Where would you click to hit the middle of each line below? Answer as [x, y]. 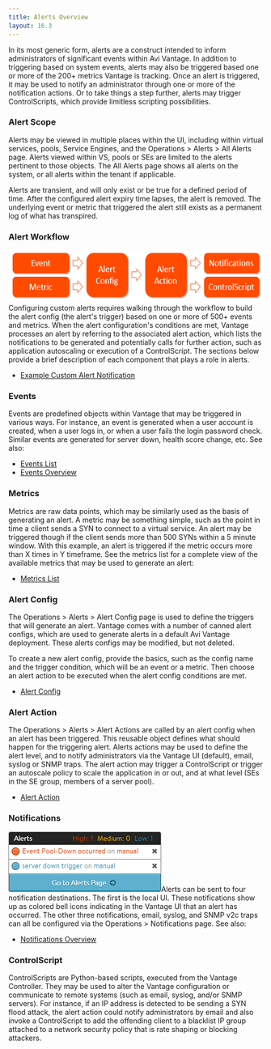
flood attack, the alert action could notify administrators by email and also [131, 1012]
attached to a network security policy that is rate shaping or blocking [123, 1029]
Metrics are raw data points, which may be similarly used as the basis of [129, 511]
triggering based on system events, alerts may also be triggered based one [133, 67]
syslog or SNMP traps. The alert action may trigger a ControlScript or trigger [135, 764]
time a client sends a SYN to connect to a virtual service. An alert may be [130, 528]
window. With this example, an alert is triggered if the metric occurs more [131, 546]
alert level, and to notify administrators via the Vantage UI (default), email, [131, 756]
